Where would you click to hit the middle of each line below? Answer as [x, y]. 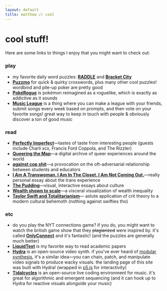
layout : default [22, 10]
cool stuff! [27, 39]
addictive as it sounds [35, 98]
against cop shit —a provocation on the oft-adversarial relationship [81, 164]
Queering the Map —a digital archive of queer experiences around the [84, 154]
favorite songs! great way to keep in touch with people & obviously [81, 114]
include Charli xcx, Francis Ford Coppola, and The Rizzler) [72, 148]
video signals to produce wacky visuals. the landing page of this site [83, 262]
